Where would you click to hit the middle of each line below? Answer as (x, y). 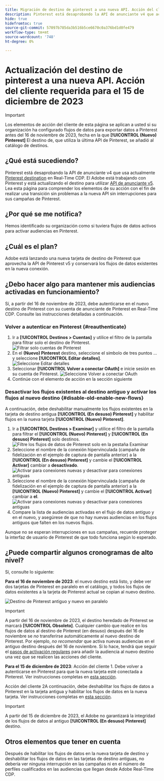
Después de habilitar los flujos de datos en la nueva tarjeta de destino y (77, 754)
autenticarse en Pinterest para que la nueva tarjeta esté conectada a (74, 672)
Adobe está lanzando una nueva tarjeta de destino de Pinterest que (73, 259)
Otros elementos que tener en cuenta (63, 742)
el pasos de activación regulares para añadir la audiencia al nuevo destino (80, 652)
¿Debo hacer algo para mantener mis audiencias (80, 284)
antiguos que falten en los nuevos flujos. (53, 522)
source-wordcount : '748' (30, 37)
